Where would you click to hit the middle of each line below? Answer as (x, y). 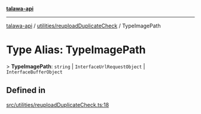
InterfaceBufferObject (34, 72)
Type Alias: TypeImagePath (76, 50)
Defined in (26, 90)
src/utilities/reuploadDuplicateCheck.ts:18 (58, 104)
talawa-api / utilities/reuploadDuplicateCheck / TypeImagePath (83, 26)
